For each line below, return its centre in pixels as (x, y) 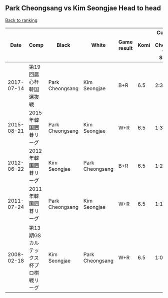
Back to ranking (21, 20)
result (125, 48)
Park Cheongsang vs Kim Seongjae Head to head (83, 8)
